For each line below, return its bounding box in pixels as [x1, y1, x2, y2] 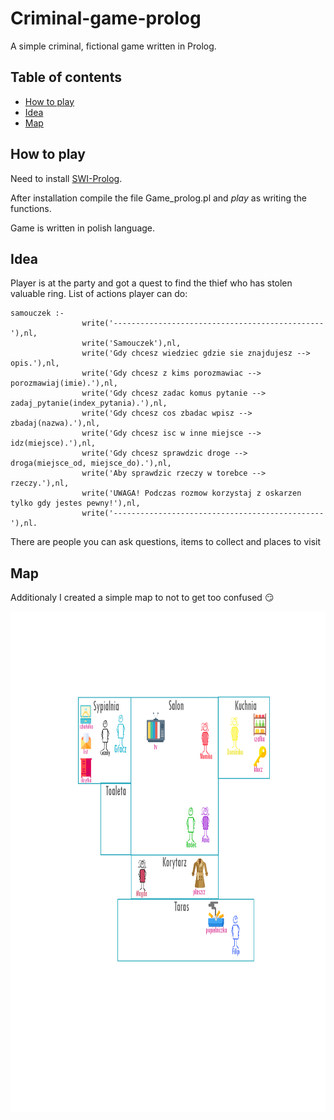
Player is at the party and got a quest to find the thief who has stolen [10, 277, 293, 289]
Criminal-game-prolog [10, 7, 202, 30]
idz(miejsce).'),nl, [10, 438, 97, 449]
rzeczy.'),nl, [10, 478, 70, 489]
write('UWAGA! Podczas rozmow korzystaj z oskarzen [81, 488, 302, 499]
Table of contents [10, 69, 122, 86]
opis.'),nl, [10, 358, 60, 369]
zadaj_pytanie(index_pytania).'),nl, [10, 398, 168, 409]
